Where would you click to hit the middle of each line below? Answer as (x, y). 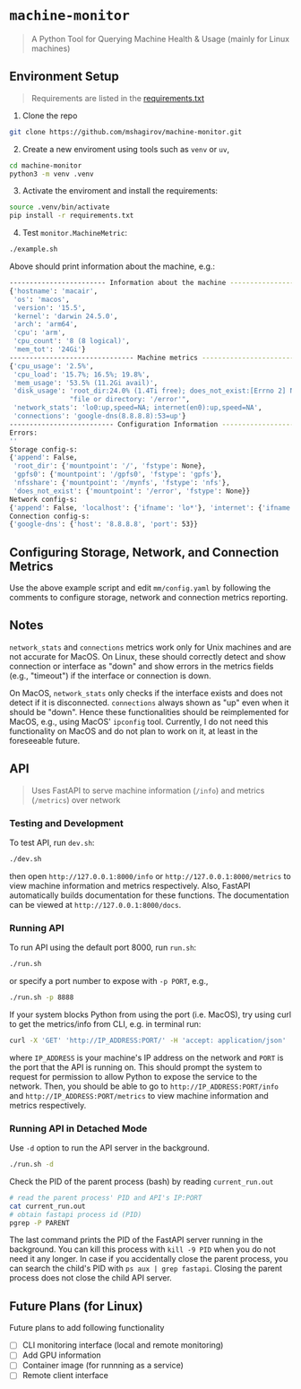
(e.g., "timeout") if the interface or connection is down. (111, 676)
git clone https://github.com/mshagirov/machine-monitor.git (126, 132)
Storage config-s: (43, 449)
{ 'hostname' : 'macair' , (54, 291)
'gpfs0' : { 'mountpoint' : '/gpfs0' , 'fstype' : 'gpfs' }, (117, 475)
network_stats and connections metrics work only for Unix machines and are (150, 647)
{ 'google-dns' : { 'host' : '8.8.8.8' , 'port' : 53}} (104, 524)
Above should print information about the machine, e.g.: (112, 266)
